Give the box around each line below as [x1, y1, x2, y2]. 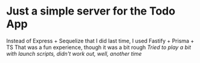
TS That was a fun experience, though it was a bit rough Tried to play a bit [6, 44, 192, 51]
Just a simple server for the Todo [6, 4, 176, 18]
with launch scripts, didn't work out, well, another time [6, 50, 142, 57]
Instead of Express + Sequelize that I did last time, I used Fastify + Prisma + [6, 37, 195, 44]
